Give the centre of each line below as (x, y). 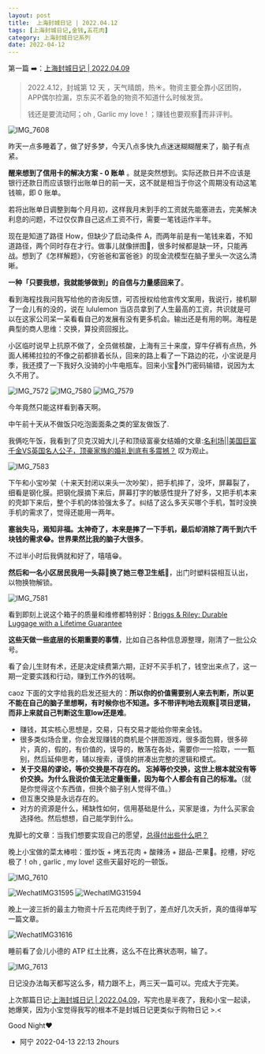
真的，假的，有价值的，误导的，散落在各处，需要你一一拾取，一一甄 (144, 749)
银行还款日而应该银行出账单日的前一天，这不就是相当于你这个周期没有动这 (129, 183)
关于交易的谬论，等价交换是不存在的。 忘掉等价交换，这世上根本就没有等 (138, 769)
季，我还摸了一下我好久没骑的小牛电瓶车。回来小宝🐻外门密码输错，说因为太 (131, 366)
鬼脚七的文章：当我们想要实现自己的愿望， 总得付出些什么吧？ (108, 835)
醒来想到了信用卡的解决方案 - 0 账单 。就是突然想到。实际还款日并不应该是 (129, 173)
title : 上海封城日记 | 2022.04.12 (63, 23)
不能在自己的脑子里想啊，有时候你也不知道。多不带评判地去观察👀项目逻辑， (131, 703)
